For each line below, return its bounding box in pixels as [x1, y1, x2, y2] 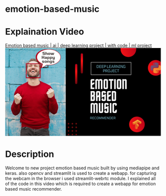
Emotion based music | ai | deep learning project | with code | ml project [5, 43, 152, 49]
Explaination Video [5, 26, 84, 38]
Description [5, 148, 54, 159]
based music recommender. [5, 186, 62, 192]
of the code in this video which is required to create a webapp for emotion [5, 181, 156, 187]
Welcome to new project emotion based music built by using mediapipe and [5, 165, 160, 171]
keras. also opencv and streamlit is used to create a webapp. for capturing [5, 170, 157, 176]
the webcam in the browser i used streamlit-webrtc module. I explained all [5, 175, 156, 181]
